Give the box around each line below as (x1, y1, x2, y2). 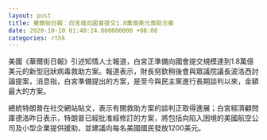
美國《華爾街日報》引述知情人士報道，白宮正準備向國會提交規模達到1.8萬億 (8, 56, 254, 66)
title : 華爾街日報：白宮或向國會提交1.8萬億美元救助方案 (8, 19, 175, 27)
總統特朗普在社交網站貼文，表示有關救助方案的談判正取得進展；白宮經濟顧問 (8, 103, 259, 113)
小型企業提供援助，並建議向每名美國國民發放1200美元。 (21, 123, 205, 133)
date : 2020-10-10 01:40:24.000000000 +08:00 (8, 26, 158, 34)
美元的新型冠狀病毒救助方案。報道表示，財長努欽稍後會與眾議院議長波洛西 (8, 67, 252, 76)
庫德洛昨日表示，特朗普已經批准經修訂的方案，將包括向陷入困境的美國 (8, 113, 238, 123)
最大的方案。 (8, 87, 50, 96)
